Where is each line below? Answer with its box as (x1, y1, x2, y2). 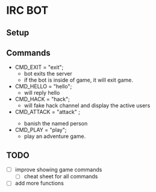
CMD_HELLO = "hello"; (14, 83, 72, 90)
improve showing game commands (14, 166, 102, 173)
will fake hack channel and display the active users (23, 102, 151, 109)
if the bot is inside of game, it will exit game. (23, 76, 134, 84)
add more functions (14, 179, 64, 187)
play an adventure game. (23, 133, 86, 140)
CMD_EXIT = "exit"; (14, 64, 64, 71)
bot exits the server (23, 70, 72, 77)
